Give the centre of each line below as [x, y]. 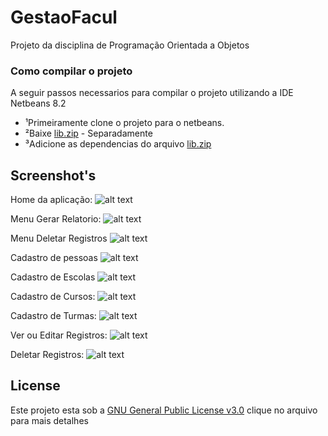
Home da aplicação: [51, 200]
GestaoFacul [64, 17]
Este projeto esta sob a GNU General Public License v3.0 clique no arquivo [164, 410]
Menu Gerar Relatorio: [56, 219]
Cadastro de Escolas [53, 277]
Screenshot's [53, 175]
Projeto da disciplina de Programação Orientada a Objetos [130, 45]
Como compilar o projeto [71, 71]
